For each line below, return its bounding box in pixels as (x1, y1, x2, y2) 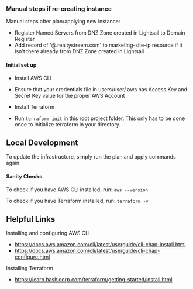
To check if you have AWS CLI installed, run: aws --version (6, 186, 149, 193)
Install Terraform (14, 103, 55, 110)
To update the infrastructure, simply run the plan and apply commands (6, 153, 177, 160)
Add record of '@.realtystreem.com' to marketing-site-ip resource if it (14, 42, 183, 49)
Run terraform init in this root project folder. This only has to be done (14, 115, 185, 122)
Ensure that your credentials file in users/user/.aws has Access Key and (14, 85, 188, 92)
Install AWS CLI (14, 74, 51, 81)
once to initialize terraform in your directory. (14, 121, 121, 128)
